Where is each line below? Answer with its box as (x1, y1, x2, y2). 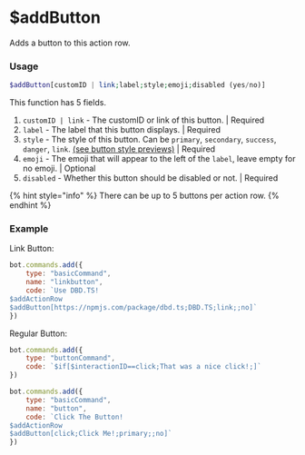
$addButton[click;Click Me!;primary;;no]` (9, 430, 172, 439)
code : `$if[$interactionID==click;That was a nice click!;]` (25, 362, 261, 371)
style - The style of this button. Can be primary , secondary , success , (22, 134, 277, 145)
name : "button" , (25, 403, 88, 413)
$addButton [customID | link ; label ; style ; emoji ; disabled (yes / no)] (9, 81, 266, 90)
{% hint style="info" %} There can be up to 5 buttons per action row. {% (9, 190, 280, 202)
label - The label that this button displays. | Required (22, 124, 221, 135)
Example (9, 223, 49, 235)
